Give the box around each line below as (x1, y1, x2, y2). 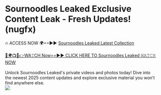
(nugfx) (5, 24, 36, 35)
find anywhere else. (5, 80, 45, 85)
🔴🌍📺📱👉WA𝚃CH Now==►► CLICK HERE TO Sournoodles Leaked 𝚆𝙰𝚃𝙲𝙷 (5, 52, 156, 58)
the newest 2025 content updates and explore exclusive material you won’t (5, 75, 155, 81)
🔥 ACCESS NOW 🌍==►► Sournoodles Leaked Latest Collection (5, 40, 134, 46)
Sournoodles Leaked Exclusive (5, 3, 132, 14)
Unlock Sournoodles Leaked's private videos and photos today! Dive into (5, 69, 151, 75)
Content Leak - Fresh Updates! (5, 14, 131, 25)
